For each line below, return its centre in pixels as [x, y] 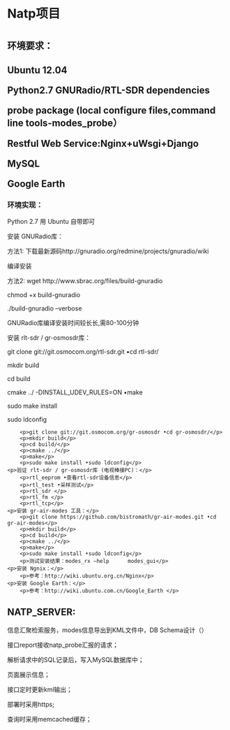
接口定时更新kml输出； [40, 689]
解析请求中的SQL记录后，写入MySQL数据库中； [76, 659]
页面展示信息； [29, 674]
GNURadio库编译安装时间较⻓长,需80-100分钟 [73, 323]
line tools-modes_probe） [65, 123]
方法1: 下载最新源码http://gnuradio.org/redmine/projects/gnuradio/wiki [108, 251]
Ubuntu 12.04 [37, 70]
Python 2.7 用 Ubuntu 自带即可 [51, 222]
